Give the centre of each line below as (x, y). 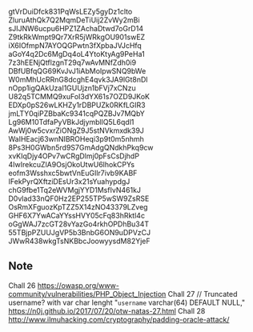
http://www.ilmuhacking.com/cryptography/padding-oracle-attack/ (119, 319)
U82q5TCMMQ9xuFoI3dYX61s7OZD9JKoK (79, 96)
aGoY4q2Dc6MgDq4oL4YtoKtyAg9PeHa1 (77, 54)
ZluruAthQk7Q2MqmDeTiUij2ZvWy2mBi (74, 20)
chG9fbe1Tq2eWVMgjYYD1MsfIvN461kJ (75, 190)
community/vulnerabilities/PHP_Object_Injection (87, 294)
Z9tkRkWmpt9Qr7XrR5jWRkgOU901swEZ (77, 37)
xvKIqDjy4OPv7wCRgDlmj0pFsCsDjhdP (74, 156)
